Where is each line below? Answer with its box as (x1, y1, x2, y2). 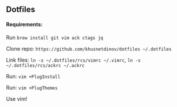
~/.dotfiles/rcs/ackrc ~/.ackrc (6, 62, 85, 69)
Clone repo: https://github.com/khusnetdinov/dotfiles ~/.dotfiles (6, 45, 172, 52)
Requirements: (6, 20, 43, 28)
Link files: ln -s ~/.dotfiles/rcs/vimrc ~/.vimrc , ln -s (6, 56, 141, 63)
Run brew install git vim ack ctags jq (6, 34, 103, 41)
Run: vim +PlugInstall (6, 73, 61, 80)
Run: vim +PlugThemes (6, 84, 58, 91)
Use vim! (6, 95, 27, 102)
